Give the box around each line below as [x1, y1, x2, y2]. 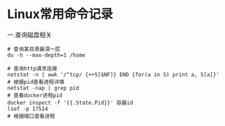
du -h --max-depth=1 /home [7, 51, 86, 59]
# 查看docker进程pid [7, 91, 63, 99]
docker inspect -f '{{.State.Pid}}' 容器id [7, 99, 134, 106]
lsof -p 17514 [7, 105, 49, 112]
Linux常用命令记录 [7, 6, 114, 22]
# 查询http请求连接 [7, 65, 58, 72]
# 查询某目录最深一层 [7, 46, 61, 53]
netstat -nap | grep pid [7, 84, 79, 91]
